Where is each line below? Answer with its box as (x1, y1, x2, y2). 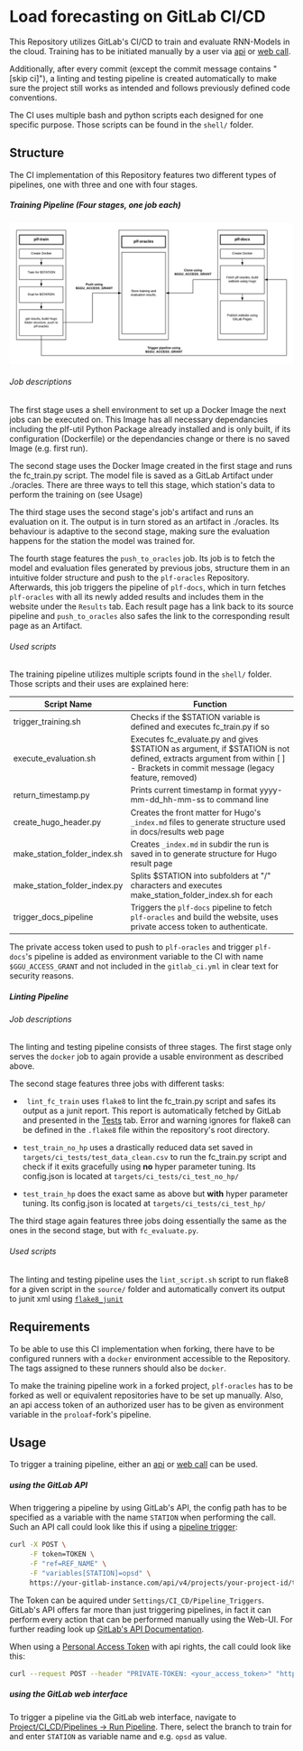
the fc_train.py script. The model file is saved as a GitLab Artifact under (9, 470, 273, 481)
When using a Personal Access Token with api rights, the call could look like (9, 1641, 291, 1652)
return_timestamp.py (13, 789, 90, 801)
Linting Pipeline (9, 991, 69, 1002)
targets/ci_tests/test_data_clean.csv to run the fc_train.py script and (22, 1152, 287, 1163)
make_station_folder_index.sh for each (130, 890, 273, 901)
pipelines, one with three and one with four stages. (9, 179, 198, 190)
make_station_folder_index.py (13, 880, 124, 891)
